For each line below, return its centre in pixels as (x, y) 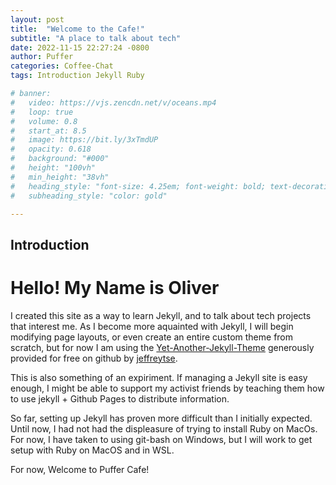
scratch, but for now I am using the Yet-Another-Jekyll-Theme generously (162, 347)
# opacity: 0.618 (51, 149)
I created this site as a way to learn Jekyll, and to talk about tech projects (161, 315)
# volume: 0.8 (44, 121)
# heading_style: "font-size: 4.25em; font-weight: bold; (138, 186)
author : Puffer (42, 57)
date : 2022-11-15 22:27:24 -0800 (80, 47)
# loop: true (42, 112)
